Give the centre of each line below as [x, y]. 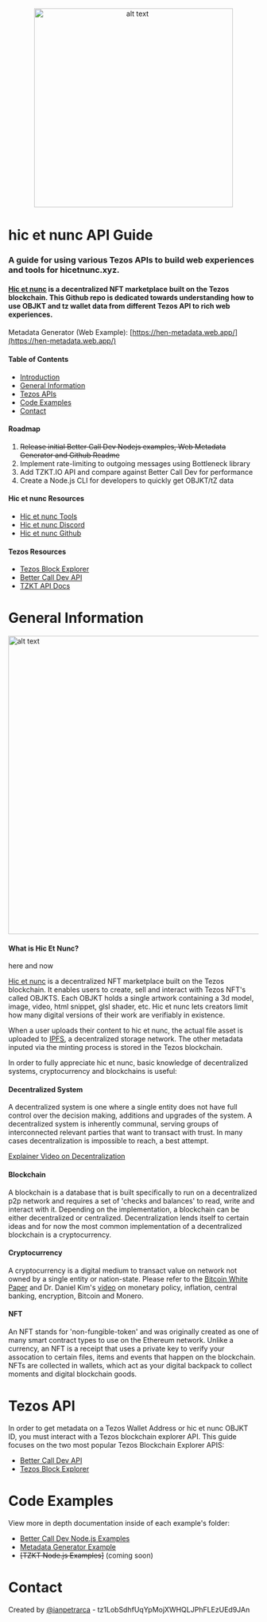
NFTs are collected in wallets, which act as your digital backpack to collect [130, 1366]
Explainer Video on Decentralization [67, 1157]
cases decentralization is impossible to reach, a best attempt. [108, 1141]
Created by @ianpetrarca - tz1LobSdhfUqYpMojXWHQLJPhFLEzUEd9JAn [129, 1609]
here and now [31, 966]
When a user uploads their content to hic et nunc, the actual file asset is [126, 1031]
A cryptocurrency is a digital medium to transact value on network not [123, 1270]
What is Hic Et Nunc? [44, 948]
